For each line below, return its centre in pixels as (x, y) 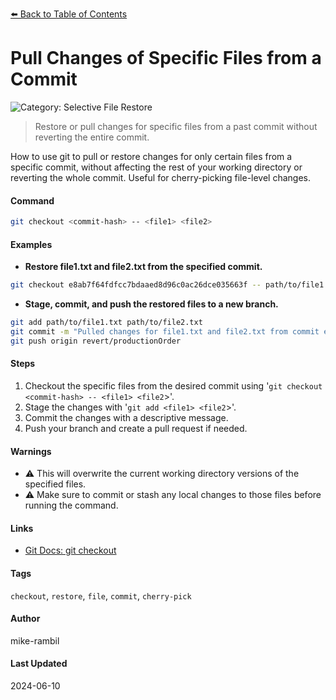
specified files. (55, 484)
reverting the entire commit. (92, 137)
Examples (31, 244)
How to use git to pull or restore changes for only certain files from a (151, 156)
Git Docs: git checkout (70, 550)
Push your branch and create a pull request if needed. (136, 428)
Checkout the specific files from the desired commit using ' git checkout (173, 385)
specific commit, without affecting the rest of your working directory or (156, 167)
